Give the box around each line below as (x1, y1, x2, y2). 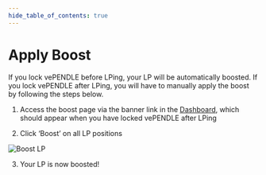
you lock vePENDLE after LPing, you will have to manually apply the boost (8, 80, 250, 90)
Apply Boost (8, 45, 91, 64)
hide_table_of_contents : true (8, 11, 109, 20)
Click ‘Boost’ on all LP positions (19, 128, 123, 138)
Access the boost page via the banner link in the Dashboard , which (19, 104, 240, 114)
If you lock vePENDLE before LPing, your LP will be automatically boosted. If (8, 72, 258, 82)
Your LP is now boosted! (19, 159, 100, 169)
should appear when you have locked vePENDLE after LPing (19, 113, 217, 122)
